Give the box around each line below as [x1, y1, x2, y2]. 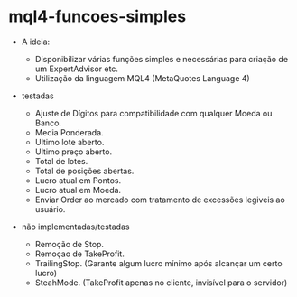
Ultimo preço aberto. [34, 146, 113, 157]
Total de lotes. [34, 155, 88, 166]
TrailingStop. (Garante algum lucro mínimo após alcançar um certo [34, 257, 283, 268]
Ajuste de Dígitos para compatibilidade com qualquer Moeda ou [34, 107, 273, 118]
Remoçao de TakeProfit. [34, 248, 125, 259]
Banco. [34, 117, 62, 128]
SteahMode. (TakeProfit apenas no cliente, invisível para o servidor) [34, 277, 288, 288]
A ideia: [21, 36, 51, 47]
